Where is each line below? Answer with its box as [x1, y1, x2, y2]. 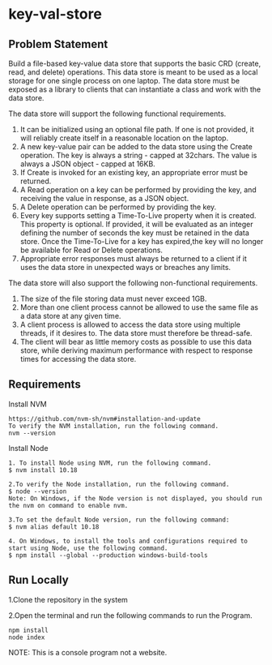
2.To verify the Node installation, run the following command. [8, 480, 230, 488]
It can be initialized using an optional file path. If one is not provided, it [19, 125, 254, 134]
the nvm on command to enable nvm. [8, 501, 129, 509]
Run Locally [8, 573, 69, 587]
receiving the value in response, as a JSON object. [19, 194, 189, 203]
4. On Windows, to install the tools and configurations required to [8, 537, 249, 545]
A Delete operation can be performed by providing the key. [19, 202, 217, 212]
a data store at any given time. [19, 311, 121, 320]
